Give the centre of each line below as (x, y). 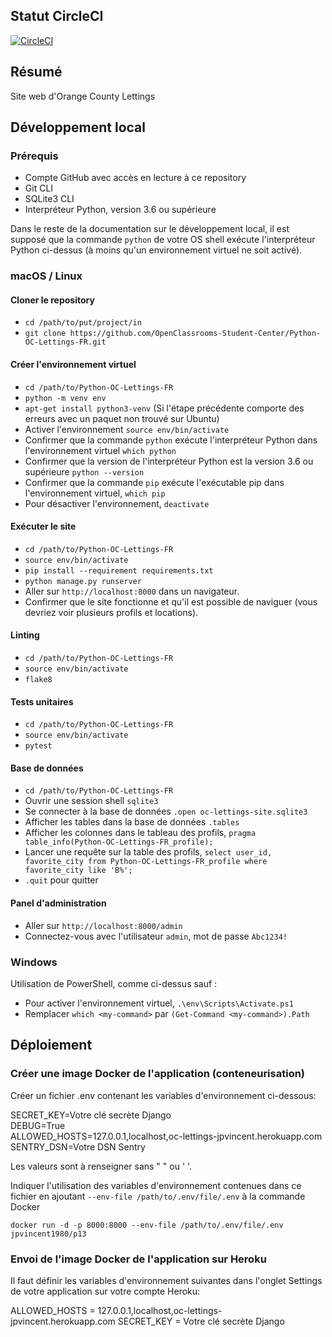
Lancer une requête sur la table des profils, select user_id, (148, 852)
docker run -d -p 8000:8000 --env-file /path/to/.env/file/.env (147, 1225)
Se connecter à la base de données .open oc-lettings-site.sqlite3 (166, 811)
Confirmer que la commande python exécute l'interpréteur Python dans (171, 440)
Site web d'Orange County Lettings (83, 96)
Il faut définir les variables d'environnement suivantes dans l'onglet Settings (166, 1280)
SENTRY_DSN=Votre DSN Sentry (78, 1146)
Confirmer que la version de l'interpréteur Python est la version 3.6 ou (169, 461)
